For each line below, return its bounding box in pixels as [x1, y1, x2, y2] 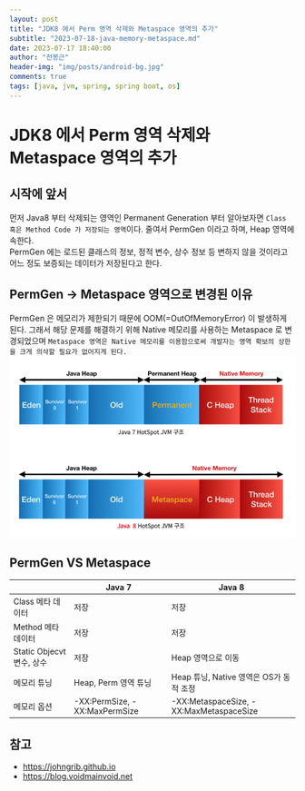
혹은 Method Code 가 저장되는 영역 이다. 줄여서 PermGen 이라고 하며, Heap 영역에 [9, 223, 295, 234]
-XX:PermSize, [74, 696, 130, 707]
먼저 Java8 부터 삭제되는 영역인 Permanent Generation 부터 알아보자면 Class [9, 212, 287, 222]
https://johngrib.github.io [22, 761, 116, 772]
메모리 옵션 [13, 700, 53, 712]
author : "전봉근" [9, 53, 70, 63]
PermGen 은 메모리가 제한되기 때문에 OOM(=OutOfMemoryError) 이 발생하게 [9, 312, 288, 323]
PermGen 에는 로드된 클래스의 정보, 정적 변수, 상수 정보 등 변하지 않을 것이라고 [9, 246, 289, 257]
